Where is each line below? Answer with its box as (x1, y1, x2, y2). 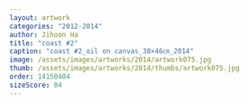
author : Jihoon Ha (9, 30, 78, 39)
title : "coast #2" (9, 38, 78, 48)
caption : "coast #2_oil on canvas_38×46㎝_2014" (9, 47, 194, 56)
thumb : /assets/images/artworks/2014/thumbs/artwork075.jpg (9, 64, 241, 73)
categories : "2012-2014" (9, 22, 103, 31)
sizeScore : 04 (9, 80, 63, 90)
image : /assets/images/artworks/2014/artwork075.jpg (9, 55, 212, 64)
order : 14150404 (9, 72, 70, 81)
